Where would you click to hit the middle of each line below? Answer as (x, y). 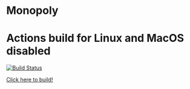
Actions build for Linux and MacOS (95, 38)
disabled (28, 51)
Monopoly (32, 11)
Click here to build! (30, 80)
